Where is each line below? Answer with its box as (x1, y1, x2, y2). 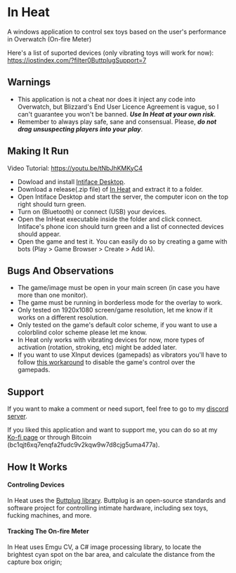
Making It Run (7, 145, 69, 157)
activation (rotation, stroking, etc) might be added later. (17, 343, 177, 352)
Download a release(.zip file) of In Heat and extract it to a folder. (17, 185, 204, 193)
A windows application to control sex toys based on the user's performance (7, 27, 227, 36)
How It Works (7, 461, 68, 473)
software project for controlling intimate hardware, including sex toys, (7, 503, 209, 512)
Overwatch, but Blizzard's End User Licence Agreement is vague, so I (17, 103, 219, 111)
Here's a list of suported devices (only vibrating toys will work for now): (7, 48, 214, 57)
